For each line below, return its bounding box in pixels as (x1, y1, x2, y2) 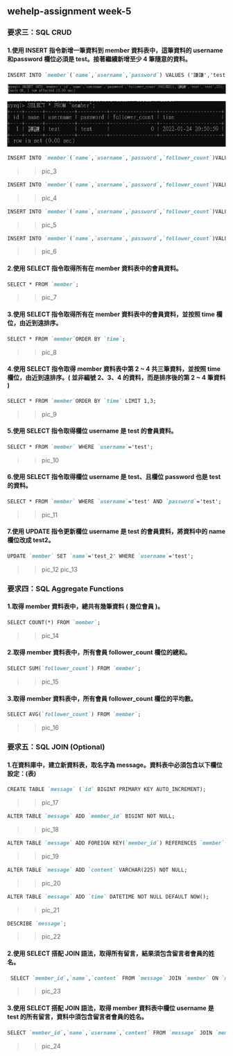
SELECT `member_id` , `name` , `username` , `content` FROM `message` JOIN (7, 1029, 213, 1036)
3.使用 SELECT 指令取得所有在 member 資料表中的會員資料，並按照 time (7, 310, 215, 318)
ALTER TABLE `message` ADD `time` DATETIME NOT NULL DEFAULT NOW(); (7, 893, 209, 900)
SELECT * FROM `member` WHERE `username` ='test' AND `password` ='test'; (7, 498, 222, 505)
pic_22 (41, 933, 61, 941)
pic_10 (41, 456, 59, 464)
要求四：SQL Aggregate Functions (7, 584, 124, 594)
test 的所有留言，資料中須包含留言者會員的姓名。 (7, 1012, 148, 1021)
